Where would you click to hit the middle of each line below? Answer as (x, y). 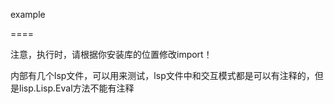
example (28, 14)
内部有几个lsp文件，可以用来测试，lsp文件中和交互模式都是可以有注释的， (162, 75)
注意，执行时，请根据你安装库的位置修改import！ (111, 54)
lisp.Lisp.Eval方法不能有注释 (76, 88)
